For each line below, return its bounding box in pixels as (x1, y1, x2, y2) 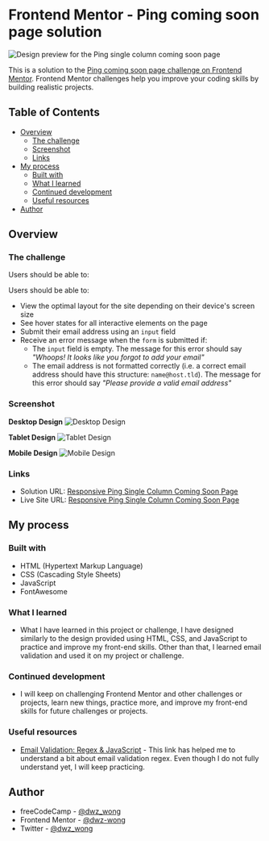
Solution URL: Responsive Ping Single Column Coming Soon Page (19, 486, 239, 497)
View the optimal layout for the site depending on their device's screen (19, 301, 255, 311)
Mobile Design (8, 448, 58, 457)
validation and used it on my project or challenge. (19, 651, 184, 660)
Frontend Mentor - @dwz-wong (19, 815, 126, 825)
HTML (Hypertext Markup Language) (19, 560, 143, 570)
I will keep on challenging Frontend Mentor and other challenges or (19, 689, 243, 699)
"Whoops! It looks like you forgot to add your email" (31, 352, 205, 362)
